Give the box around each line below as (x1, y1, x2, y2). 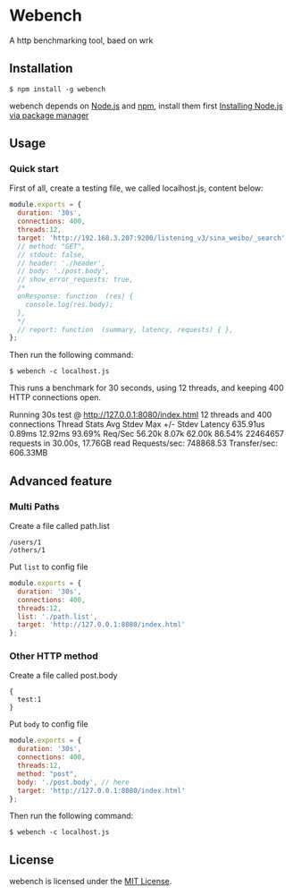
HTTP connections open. (9, 392, 101, 403)
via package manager (9, 109, 89, 121)
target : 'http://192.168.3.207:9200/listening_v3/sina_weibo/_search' (17, 234, 286, 243)
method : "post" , (17, 769, 78, 779)
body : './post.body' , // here (17, 778, 130, 787)
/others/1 (9, 546, 46, 555)
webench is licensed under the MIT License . (9, 876, 172, 887)
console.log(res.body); (25, 300, 114, 309)
